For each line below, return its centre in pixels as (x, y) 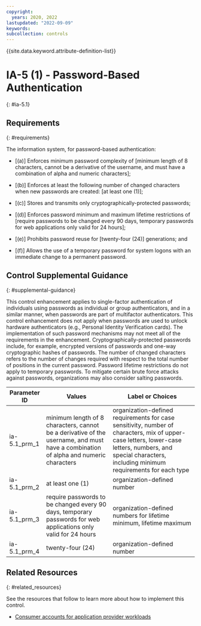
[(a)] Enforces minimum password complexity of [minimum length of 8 (101, 161)
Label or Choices (152, 396)
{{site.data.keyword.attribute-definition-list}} (61, 51)
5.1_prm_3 (25, 519)
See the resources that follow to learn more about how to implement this (95, 598)
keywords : (19, 28)
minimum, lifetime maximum (152, 523)
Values (77, 396)
